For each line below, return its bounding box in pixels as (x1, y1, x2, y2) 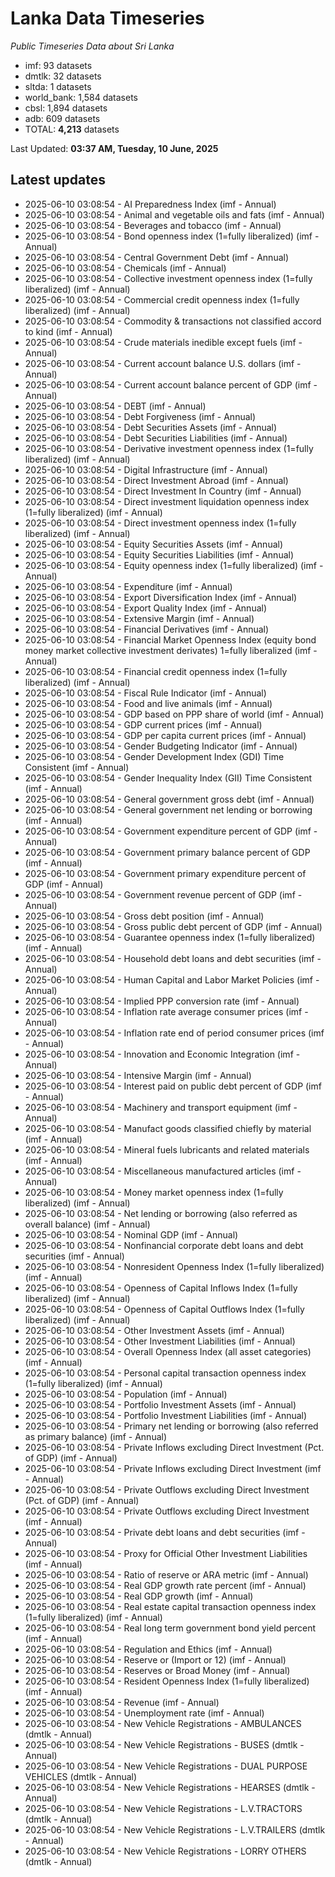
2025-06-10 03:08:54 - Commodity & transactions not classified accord (24, 315, 322, 327)
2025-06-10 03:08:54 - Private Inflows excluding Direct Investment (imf (24, 1462, 322, 1474)
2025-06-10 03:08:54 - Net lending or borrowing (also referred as (24, 1207, 298, 1219)
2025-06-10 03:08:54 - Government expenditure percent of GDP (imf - (24, 825, 318, 837)
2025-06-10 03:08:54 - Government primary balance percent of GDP (24, 846, 311, 858)
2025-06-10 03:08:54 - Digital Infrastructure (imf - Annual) (24, 463, 268, 476)
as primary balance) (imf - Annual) (24, 1430, 168, 1442)
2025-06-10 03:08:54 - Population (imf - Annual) (24, 1388, 228, 1400)
